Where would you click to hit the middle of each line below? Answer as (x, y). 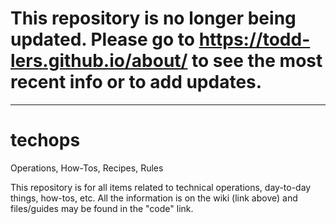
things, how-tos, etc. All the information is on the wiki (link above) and (154, 198)
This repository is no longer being (153, 18)
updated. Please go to (102, 39)
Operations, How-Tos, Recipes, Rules (87, 168)
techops (45, 140)
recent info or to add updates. (136, 82)
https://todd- (254, 39)
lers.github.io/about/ (99, 61)
